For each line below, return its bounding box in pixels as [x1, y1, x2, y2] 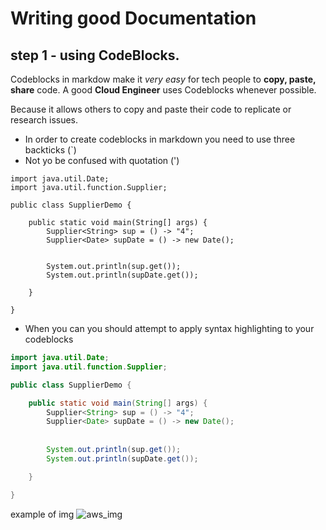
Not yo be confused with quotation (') [24, 155, 180, 166]
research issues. [10, 114, 79, 126]
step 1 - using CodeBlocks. [10, 47, 180, 64]
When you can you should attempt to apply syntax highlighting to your [24, 323, 315, 334]
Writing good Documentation [10, 7, 257, 30]
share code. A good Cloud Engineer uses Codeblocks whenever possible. [10, 84, 317, 96]
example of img [10, 508, 75, 520]
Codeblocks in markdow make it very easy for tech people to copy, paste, [10, 73, 317, 85]
